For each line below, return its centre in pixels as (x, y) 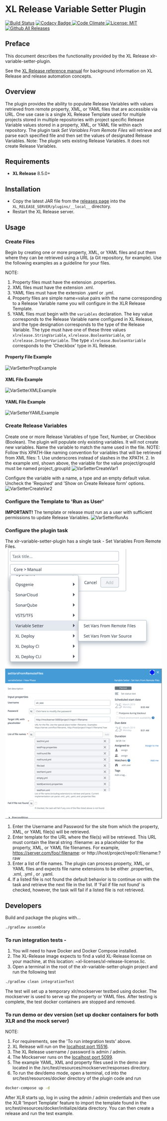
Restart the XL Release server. (43, 212)
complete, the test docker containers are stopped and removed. (70, 1002)
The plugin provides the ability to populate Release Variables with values (79, 103)
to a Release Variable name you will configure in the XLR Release (79, 303)
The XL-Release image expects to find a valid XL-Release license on (82, 956)
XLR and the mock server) (37, 1021)
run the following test (34, 972)
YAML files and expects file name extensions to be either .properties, (83, 869)
